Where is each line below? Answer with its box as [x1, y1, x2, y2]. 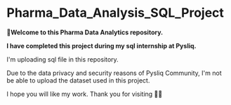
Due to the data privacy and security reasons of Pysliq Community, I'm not [6, 69, 222, 77]
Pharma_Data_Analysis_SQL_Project [6, 5, 224, 21]
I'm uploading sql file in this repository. [6, 55, 119, 64]
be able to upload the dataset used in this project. [6, 76, 150, 85]
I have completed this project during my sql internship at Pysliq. [6, 41, 197, 50]
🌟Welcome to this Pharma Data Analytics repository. [6, 28, 163, 36]
